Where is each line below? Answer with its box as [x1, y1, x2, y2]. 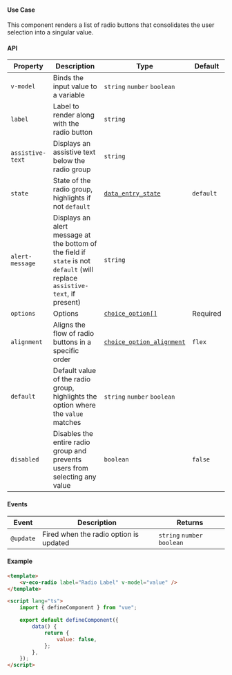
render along [52, 111, 95, 120]
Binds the [52, 73, 84, 83]
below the [52, 156, 86, 166]
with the [52, 119, 79, 129]
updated [42, 538, 70, 547]
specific [52, 346, 79, 356]
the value [52, 409, 84, 419]
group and [52, 446, 87, 456]
